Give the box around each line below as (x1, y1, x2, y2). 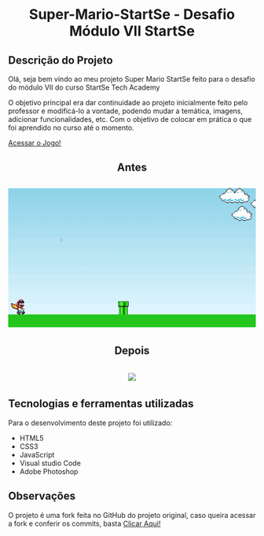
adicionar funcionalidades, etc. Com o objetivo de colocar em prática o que (8, 115, 252, 123)
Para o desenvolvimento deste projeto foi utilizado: (8, 418, 173, 428)
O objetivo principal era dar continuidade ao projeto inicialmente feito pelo (8, 98, 248, 107)
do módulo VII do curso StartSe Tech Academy (8, 83, 160, 92)
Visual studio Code (19, 458, 81, 468)
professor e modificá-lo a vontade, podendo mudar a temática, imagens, (8, 106, 244, 116)
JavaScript (19, 450, 55, 459)
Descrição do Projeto (8, 53, 113, 67)
